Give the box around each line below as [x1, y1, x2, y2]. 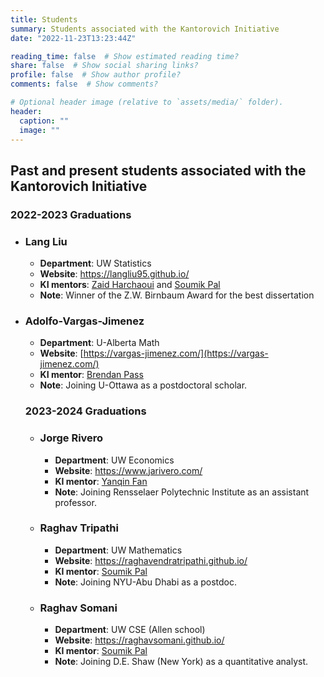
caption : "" [19, 116, 70, 126]
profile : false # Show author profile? [10, 70, 182, 80]
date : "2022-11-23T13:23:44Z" [10, 33, 137, 43]
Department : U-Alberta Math [39, 337, 160, 349]
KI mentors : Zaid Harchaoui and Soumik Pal [39, 278, 221, 290]
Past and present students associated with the [10, 162, 307, 179]
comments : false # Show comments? [10, 79, 159, 90]
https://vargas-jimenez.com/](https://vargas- [83, 347, 269, 360]
